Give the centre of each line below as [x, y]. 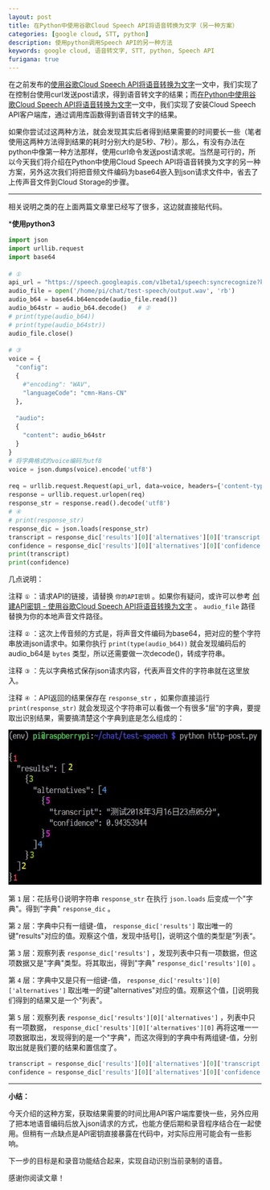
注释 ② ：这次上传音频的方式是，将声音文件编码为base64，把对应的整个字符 [135, 634]
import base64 [32, 257]
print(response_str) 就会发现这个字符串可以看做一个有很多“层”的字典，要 [131, 708]
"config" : [32, 368]
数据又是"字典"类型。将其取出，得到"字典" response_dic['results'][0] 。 [137, 963]
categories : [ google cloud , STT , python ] [79, 34]
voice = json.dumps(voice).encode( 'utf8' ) [80, 469]
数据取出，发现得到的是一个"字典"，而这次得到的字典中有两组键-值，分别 [136, 1038]
